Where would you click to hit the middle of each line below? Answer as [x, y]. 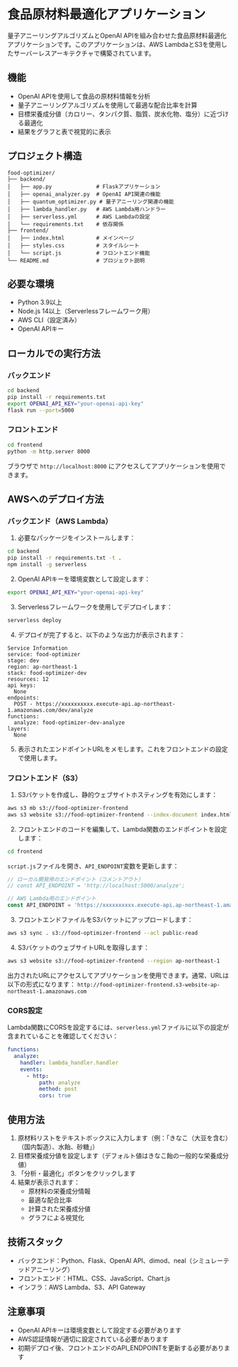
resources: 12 [28, 679]
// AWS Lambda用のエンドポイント [52, 899]
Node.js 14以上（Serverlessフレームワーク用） [86, 311]
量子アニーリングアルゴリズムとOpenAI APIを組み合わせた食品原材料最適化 [117, 35]
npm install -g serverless [47, 565]
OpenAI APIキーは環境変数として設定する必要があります [100, 1330]
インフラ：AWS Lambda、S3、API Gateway [81, 1287]
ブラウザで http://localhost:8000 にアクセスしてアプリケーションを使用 [113, 466]
